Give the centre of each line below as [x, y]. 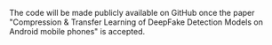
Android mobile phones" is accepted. [77, 31]
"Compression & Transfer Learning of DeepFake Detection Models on [136, 22]
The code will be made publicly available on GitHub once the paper [132, 13]
